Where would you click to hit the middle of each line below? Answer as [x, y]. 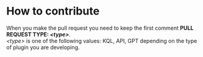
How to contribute [53, 11]
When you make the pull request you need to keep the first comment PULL [100, 28]
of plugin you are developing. [43, 47]
